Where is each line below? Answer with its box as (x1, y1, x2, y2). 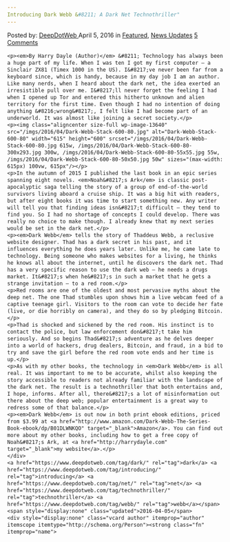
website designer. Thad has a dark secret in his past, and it (7, 239, 193, 245)
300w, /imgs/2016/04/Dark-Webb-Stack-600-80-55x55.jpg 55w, (43, 149, 220, 156)
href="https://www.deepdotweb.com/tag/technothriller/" (7, 487, 171, 494)
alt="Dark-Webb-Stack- (151, 128, 217, 135)
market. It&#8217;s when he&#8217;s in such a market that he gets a (7, 273, 211, 280)
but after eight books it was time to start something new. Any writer (7, 197, 217, 204)
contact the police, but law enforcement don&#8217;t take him (7, 328, 193, 335)
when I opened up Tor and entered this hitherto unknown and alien (7, 94, 205, 101)
